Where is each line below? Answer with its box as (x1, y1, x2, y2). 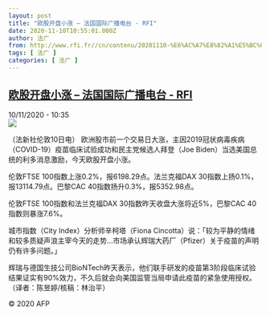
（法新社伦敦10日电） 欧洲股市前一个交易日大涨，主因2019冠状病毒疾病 (8, 134, 245, 144)
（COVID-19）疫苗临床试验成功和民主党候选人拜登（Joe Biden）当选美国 (8, 144, 251, 154)
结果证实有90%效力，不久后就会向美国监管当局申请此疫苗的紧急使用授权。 (8, 273, 257, 282)
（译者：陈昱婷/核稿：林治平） (8, 282, 110, 293)
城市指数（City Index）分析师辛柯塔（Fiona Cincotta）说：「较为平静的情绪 (8, 225, 256, 235)
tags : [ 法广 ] (8, 49, 57, 57)
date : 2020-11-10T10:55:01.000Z (8, 26, 117, 34)
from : (8, 42, 27, 50)
